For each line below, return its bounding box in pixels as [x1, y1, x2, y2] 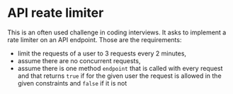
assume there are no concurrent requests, [17, 56, 141, 65]
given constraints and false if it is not [17, 79, 127, 87]
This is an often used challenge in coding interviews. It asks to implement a [7, 28, 227, 36]
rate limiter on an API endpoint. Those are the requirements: [7, 35, 182, 43]
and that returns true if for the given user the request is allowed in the [17, 72, 222, 80]
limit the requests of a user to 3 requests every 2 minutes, [17, 49, 186, 58]
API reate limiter [7, 5, 104, 21]
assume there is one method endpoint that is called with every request [17, 64, 223, 72]
